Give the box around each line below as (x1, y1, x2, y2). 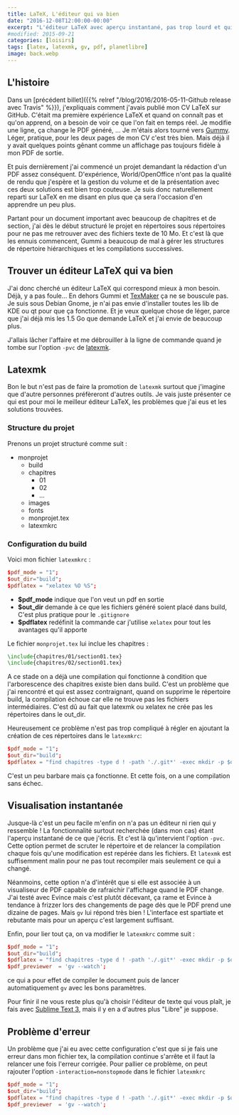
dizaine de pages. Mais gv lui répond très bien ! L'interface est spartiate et (7, 908, 224, 916)
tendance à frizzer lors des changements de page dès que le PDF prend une (7, 901, 232, 909)
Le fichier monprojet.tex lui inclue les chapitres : (7, 639, 149, 648)
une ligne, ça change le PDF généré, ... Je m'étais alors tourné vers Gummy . (7, 125, 230, 134)
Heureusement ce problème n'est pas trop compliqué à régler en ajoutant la (7, 724, 230, 732)
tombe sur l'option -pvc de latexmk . (7, 343, 112, 351)
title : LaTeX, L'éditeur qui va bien (7, 10, 119, 18)
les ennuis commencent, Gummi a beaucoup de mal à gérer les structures (7, 237, 224, 245)
